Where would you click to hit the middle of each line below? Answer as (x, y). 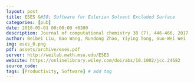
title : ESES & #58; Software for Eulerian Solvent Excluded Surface (91, 17)
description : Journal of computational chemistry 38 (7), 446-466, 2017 (97, 33)
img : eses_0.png (26, 44)
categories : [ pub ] (29, 22)
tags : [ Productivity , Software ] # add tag (59, 71)
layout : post (22, 11)
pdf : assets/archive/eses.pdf (43, 50)
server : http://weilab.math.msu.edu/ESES (58, 55)
